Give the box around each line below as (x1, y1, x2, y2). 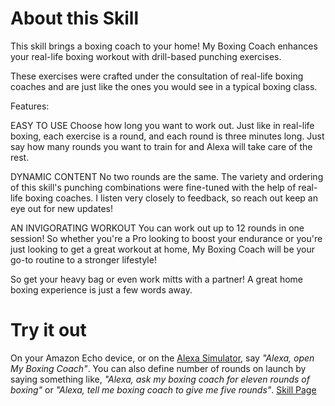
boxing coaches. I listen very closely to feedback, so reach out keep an (24, 192, 318, 204)
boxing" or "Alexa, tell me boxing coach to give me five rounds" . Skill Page (10, 383, 317, 396)
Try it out (10, 319, 87, 342)
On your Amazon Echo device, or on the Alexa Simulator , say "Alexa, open (10, 352, 315, 364)
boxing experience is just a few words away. (10, 283, 193, 296)
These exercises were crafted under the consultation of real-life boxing (10, 70, 304, 82)
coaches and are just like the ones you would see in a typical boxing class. (10, 80, 318, 92)
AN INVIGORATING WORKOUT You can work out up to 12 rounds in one (10, 222, 305, 234)
